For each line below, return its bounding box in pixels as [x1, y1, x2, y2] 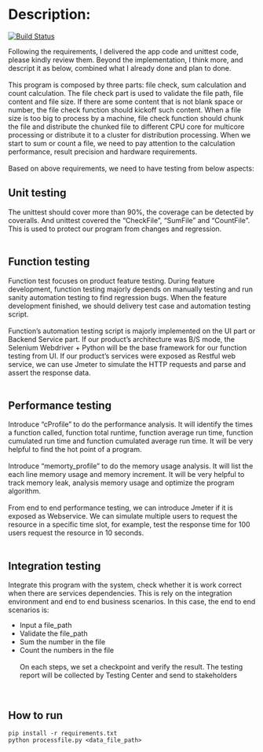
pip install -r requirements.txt [8, 729, 118, 737]
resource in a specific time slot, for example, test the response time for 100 [8, 520, 250, 530]
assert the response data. [8, 368, 92, 377]
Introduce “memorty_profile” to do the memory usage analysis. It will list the [8, 461, 254, 471]
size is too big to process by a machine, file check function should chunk [8, 113, 244, 123]
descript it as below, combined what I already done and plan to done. [8, 63, 232, 72]
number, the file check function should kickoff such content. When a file [8, 105, 242, 115]
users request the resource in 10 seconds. [8, 528, 144, 537]
